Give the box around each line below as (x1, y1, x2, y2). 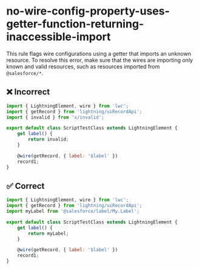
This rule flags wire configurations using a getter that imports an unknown (6, 50, 191, 57)
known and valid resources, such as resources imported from (6, 62, 160, 70)
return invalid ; (28, 136, 69, 143)
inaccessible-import (6, 30, 111, 44)
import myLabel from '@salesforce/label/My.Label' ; (6, 208, 140, 214)
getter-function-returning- (6, 17, 144, 31)
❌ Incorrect (6, 87, 50, 97)
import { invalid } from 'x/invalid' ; (6, 114, 104, 120)
